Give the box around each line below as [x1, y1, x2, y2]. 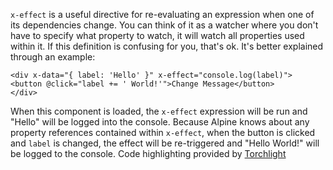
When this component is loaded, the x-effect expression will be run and [10, 105, 308, 117]
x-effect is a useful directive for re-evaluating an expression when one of [10, 9, 315, 20]
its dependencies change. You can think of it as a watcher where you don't [10, 19, 319, 31]
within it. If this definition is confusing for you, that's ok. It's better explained [10, 40, 324, 52]
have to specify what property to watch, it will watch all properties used [10, 30, 305, 41]
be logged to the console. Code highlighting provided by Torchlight [10, 148, 287, 159]
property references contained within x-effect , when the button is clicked [10, 127, 316, 138]
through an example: [10, 51, 96, 63]
